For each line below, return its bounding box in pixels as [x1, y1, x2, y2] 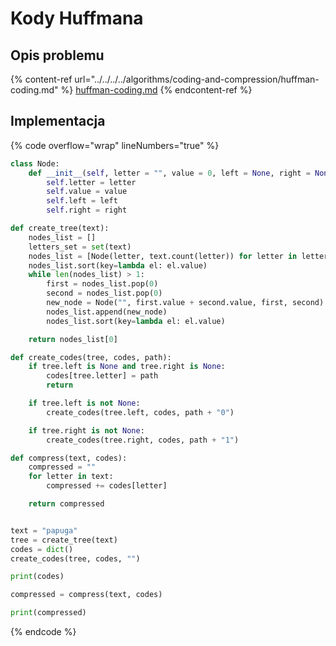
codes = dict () [10, 544, 74, 554]
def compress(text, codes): [10, 453, 128, 463]
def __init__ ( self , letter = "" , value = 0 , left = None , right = [28, 168, 311, 178]
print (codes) [10, 572, 65, 582]
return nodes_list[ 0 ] [28, 334, 118, 344]
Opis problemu [10, 47, 105, 64]
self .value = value [46, 187, 128, 197]
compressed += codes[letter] [46, 481, 168, 491]
